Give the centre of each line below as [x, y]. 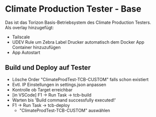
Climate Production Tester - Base [73, 9]
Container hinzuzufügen [36, 47]
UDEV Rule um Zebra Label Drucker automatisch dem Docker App [78, 42]
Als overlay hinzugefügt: [29, 27]
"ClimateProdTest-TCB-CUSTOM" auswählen [65, 110]
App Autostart [26, 52]
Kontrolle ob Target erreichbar [42, 90]
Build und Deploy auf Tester [48, 68]
